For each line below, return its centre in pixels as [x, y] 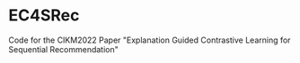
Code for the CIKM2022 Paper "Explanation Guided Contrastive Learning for [150, 40]
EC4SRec [44, 16]
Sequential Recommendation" [63, 49]
